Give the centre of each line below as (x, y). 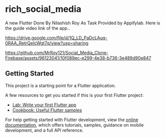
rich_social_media (43, 9)
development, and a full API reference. (44, 130)
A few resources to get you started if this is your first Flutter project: (74, 95)
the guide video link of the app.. (38, 28)
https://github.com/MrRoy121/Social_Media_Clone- (57, 53)
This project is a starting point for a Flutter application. (60, 85)
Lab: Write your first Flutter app (44, 105)
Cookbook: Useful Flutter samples (47, 110)
